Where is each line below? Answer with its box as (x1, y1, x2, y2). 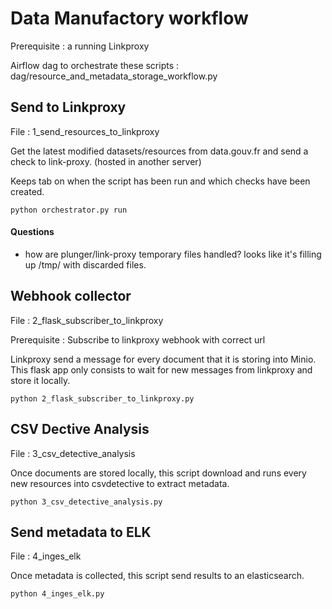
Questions (10, 226, 55, 238)
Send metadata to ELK (10, 523, 152, 541)
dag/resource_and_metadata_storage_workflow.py (10, 70, 218, 82)
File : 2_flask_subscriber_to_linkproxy (10, 314, 164, 326)
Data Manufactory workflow (10, 7, 249, 30)
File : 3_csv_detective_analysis (10, 447, 136, 459)
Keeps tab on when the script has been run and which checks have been (10, 175, 311, 187)
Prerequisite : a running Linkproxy (10, 40, 150, 52)
